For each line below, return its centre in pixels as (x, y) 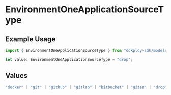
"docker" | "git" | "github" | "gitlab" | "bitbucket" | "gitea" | (78, 87)
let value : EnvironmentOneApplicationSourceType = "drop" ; (69, 59)
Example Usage (31, 39)
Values (17, 75)
